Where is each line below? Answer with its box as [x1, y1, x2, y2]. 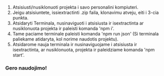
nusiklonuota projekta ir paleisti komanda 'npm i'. [12, 25, 115, 31]
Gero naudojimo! [5, 64, 47, 71]
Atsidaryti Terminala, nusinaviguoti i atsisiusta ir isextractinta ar [12, 20, 144, 26]
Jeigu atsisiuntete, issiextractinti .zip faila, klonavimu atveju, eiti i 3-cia [12, 9, 159, 15]
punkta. [12, 15, 29, 20]
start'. [12, 52, 25, 58]
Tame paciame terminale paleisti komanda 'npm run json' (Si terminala [12, 31, 159, 36]
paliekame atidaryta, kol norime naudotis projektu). [12, 36, 119, 42]
